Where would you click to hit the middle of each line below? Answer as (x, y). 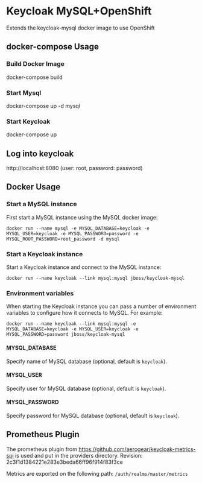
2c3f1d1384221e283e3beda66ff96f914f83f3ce (65, 462)
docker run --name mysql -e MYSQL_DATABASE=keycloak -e (78, 228)
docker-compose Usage (53, 47)
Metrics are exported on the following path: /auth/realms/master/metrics (97, 473)
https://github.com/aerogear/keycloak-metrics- (137, 449)
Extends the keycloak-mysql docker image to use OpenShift (80, 28)
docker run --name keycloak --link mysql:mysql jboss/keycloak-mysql (96, 279)
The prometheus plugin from (42, 449)
